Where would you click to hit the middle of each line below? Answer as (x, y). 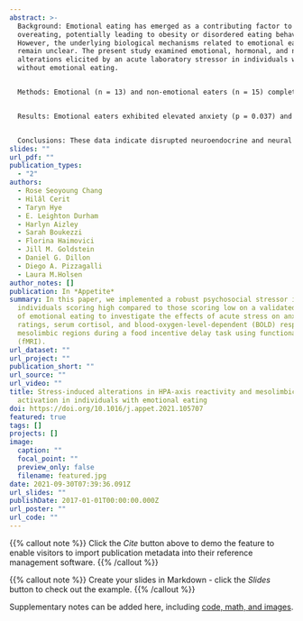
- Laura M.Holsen (50, 274)
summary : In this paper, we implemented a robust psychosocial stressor (149, 300)
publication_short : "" (52, 367)
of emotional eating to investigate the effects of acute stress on (149, 316)
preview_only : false (56, 467)
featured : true (38, 417)
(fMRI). (32, 342)
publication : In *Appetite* (62, 291)
